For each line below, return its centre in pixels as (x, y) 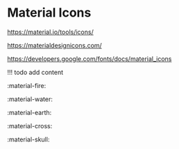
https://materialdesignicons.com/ (54, 45)
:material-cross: (30, 125)
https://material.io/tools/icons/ (50, 32)
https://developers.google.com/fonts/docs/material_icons (89, 59)
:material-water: (30, 99)
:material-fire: (27, 85)
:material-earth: (29, 112)
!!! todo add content (35, 72)
